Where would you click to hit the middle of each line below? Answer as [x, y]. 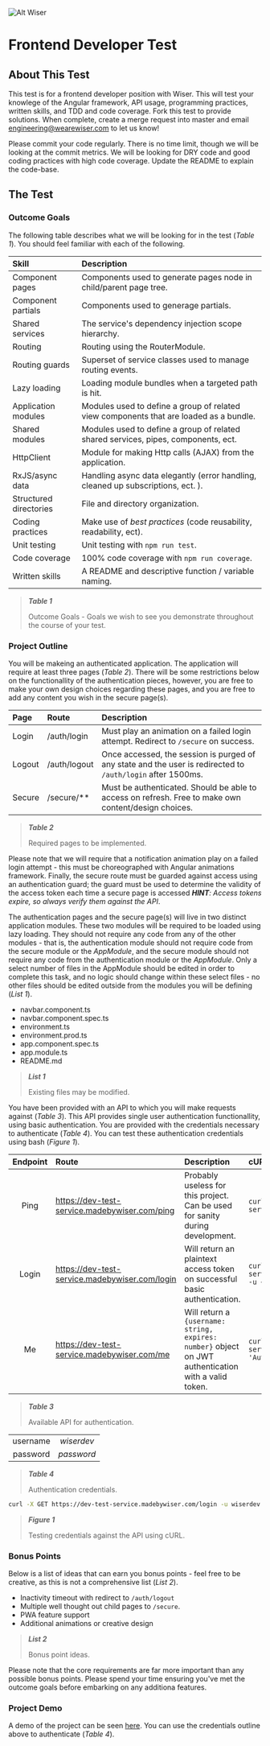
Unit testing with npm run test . [139, 545]
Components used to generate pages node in [167, 277]
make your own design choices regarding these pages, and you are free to [132, 689]
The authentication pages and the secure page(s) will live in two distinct [127, 917]
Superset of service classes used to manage [166, 360]
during [196, 1225]
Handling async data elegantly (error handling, [169, 475]
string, [199, 1329]
